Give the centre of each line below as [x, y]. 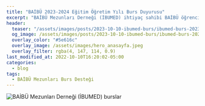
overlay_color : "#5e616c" [45, 40]
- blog [20, 68]
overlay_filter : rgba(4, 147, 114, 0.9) [64, 51]
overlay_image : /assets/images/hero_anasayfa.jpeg [77, 46]
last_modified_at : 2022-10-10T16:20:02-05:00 [65, 57]
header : [16, 23]
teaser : [22, 29]
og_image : [24, 35]
